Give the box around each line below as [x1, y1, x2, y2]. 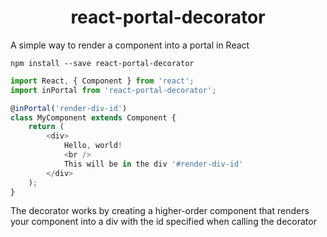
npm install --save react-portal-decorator [10, 58, 195, 68]
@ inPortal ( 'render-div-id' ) [10, 103, 128, 113]
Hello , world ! [63, 141, 123, 151]
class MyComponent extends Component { [10, 112, 177, 123]
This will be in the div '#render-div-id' [63, 159, 244, 169]
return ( [28, 122, 65, 132]
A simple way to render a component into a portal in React [10, 39, 250, 51]
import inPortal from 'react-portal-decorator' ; [10, 85, 217, 95]
